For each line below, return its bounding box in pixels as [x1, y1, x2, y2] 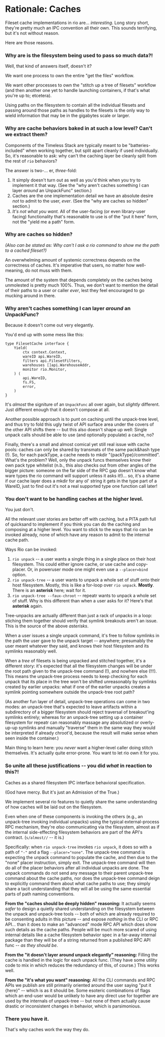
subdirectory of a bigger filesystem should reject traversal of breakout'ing [5, 709, 155, 715]
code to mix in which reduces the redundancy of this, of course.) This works [5, 962, 160, 968]
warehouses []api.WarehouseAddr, [23, 363, 91, 368]
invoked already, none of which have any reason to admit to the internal [5, 532, 150, 538]
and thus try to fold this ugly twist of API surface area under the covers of [5, 421, 154, 427]
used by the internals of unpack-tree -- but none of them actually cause [5, 998, 151, 1004]
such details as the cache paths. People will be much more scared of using [5, 926, 157, 932]
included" [5, 148, 25, 153]
